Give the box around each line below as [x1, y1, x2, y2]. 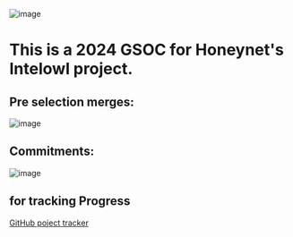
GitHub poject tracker [9, 217, 90, 228]
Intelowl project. [9, 59, 134, 80]
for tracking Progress [9, 193, 131, 209]
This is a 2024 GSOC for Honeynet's [9, 40, 284, 60]
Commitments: [9, 144, 95, 159]
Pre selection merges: [9, 94, 134, 109]
